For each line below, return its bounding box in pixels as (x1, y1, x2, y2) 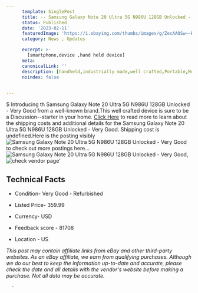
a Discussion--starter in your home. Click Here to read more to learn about (6, 113, 187, 121)
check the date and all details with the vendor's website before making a (6, 266, 184, 273)
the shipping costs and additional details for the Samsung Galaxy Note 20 (6, 120, 184, 127)
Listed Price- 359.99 (14, 201, 65, 208)
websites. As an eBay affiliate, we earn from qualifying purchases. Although (6, 253, 192, 260)
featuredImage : (21, 31, 60, 37)
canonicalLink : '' (21, 63, 67, 69)
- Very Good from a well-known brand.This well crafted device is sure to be (6, 107, 189, 114)
